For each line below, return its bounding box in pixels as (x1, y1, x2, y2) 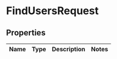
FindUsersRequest (6, 4, 99, 18)
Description (52, 45, 85, 53)
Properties (6, 28, 46, 38)
